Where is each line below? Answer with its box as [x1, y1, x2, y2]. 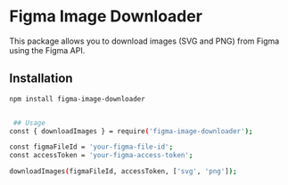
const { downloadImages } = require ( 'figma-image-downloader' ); [9, 126, 253, 135]
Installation [9, 71, 73, 86]
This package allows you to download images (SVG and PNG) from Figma [9, 36, 280, 46]
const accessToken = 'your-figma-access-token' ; [9, 151, 193, 160]
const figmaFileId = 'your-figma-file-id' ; [9, 142, 174, 152]
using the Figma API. [9, 44, 86, 55]
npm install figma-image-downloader [9, 94, 145, 103]
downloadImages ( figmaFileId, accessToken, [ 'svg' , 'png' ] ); [9, 167, 238, 176]
